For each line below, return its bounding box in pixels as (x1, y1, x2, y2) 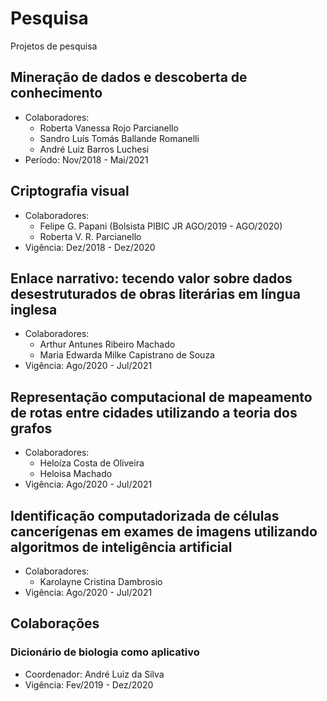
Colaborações (10, 615, 100, 632)
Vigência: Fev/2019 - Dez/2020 (24, 678, 154, 691)
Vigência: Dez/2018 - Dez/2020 (24, 241, 156, 253)
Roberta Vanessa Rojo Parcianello (39, 122, 179, 134)
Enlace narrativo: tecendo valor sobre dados (10, 270, 293, 287)
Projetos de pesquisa (10, 40, 98, 52)
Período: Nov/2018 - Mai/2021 (24, 153, 149, 166)
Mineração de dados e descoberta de (10, 69, 248, 86)
